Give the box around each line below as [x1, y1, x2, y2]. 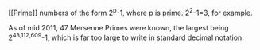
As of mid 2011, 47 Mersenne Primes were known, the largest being [8, 23, 229, 32]
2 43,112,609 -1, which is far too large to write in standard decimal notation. [8, 31, 244, 42]
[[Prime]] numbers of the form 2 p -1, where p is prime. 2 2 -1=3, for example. [8, 7, 253, 17]
